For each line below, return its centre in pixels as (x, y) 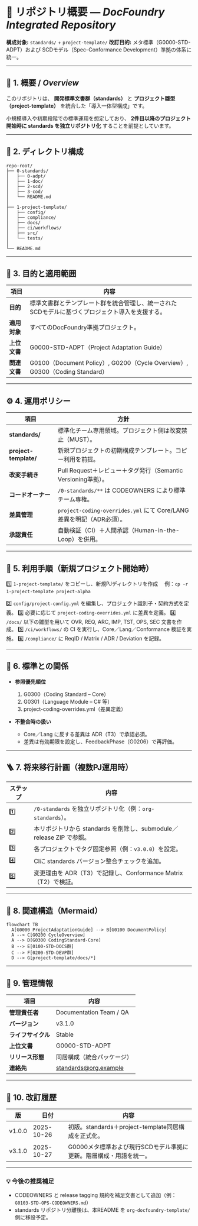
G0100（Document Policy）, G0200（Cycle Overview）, (109, 363)
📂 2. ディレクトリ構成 (45, 152)
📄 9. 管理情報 (30, 983)
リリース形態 (27, 1057)
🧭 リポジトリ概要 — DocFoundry (85, 12)
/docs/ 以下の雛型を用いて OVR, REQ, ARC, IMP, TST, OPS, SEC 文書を (92, 622)
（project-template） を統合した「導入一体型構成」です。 (77, 106)
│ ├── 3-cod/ (25, 192)
